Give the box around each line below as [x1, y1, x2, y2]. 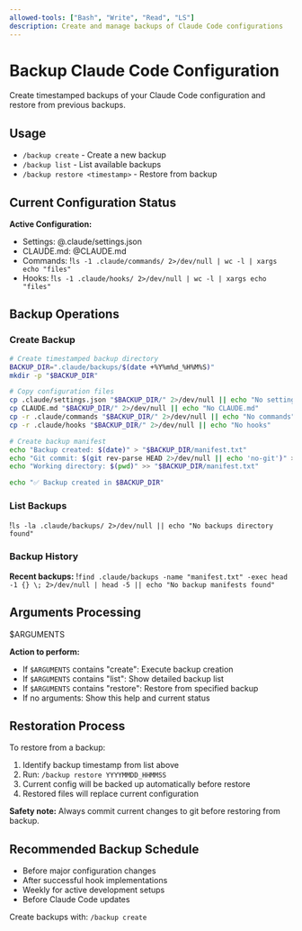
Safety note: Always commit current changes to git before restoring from [9, 806, 280, 817]
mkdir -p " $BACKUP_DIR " [9, 371, 99, 380]
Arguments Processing [9, 605, 142, 620]
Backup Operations [9, 307, 120, 322]
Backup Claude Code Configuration [9, 60, 280, 81]
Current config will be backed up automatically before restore [22, 779, 251, 790]
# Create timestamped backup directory [9, 354, 159, 363]
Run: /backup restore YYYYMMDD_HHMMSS [22, 769, 167, 780]
